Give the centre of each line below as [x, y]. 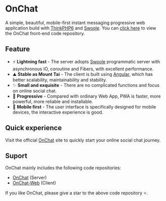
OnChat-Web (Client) [34, 183]
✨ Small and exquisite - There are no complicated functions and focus [86, 85]
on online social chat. [34, 90]
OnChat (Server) [29, 178]
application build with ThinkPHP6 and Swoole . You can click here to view [81, 28]
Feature [18, 49]
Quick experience [33, 128]
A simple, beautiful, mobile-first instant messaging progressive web [75, 23]
